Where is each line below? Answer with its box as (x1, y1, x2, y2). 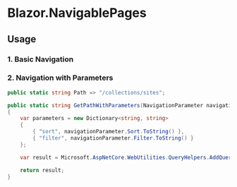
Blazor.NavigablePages (7, 5, 147, 21)
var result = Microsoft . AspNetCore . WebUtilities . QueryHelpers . (20, 154, 210, 161)
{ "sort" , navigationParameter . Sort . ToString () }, (32, 128, 185, 135)
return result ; (20, 167, 65, 174)
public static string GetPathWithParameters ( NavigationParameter (7, 102, 203, 109)
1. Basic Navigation (7, 54, 74, 64)
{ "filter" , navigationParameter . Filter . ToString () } (32, 135, 194, 142)
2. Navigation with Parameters (7, 73, 114, 83)
